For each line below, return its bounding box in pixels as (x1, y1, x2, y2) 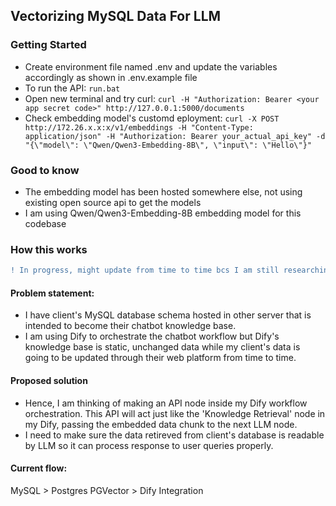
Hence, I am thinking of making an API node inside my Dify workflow (24, 397, 308, 409)
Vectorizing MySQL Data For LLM (10, 8, 222, 25)
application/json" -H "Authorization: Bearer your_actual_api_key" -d (24, 131, 326, 141)
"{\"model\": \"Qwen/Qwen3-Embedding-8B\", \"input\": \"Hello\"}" (24, 140, 312, 150)
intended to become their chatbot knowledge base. (24, 320, 237, 332)
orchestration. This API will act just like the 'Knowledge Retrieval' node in (24, 407, 326, 419)
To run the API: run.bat (24, 82, 121, 94)
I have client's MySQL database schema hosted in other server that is (24, 309, 312, 321)
